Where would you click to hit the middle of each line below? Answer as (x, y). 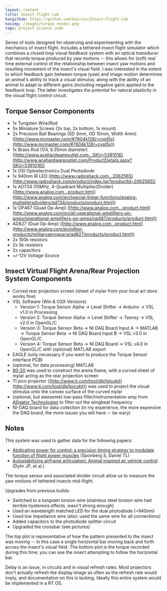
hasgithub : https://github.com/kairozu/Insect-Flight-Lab (67, 19)
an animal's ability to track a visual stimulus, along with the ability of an (78, 80)
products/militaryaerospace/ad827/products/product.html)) (73, 234)
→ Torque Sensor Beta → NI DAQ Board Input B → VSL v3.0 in (83, 333)
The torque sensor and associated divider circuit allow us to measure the (80, 475)
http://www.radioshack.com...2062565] (92, 176)
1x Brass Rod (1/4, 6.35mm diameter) (50, 149)
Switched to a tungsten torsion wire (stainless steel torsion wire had (82, 500)
